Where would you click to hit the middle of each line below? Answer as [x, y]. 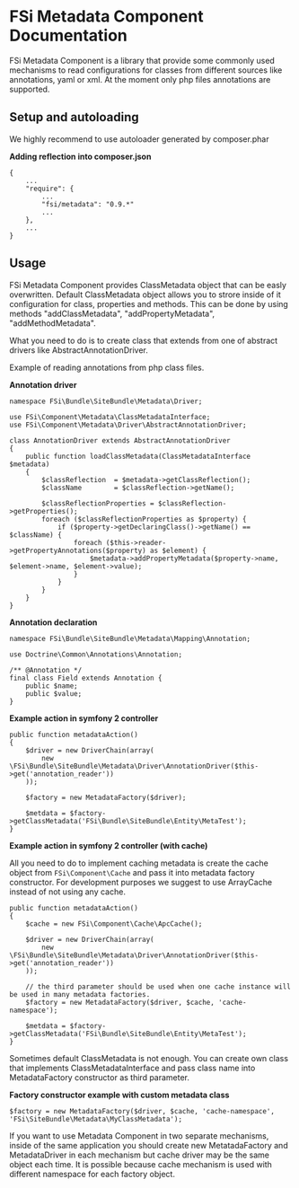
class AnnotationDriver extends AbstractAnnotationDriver [120, 440]
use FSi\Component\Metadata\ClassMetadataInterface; [110, 417]
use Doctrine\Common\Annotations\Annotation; [96, 654]
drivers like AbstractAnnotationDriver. [79, 350]
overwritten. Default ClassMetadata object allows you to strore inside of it [145, 295]
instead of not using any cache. [67, 892]
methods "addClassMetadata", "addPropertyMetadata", [112, 313]
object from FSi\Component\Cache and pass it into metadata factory [132, 872]
